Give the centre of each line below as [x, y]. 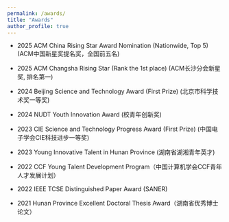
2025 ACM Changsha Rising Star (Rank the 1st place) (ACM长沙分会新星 [119, 69]
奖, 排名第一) [35, 77]
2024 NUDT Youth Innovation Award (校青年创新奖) [89, 114]
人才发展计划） [38, 175]
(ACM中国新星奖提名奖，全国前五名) [68, 54]
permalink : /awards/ [37, 13]
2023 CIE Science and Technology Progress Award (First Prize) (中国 [114, 129]
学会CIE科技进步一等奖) [56, 138]
